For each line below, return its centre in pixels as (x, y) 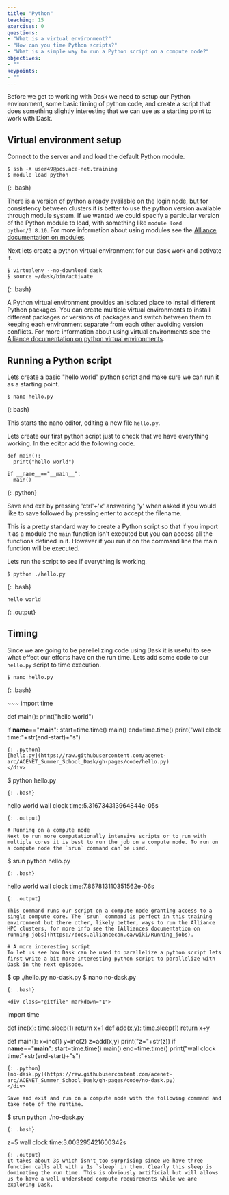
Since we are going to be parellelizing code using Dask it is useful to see (109, 650)
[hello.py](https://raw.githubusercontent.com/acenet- (87, 755)
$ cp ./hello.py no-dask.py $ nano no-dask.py (72, 977)
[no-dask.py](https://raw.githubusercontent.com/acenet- (90, 1074)
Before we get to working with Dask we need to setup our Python (99, 97)
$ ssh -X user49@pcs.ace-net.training (62, 169)
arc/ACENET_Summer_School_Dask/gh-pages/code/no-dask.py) (91, 1080)
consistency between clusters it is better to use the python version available (114, 208)
